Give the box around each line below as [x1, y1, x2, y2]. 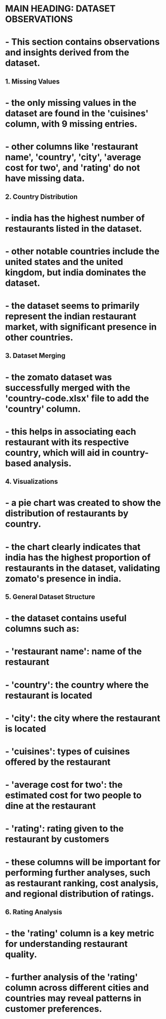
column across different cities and [5, 982, 149, 994]
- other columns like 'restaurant [5, 141, 139, 152]
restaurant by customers [5, 834, 110, 845]
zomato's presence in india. [5, 573, 121, 584]
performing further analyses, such [5, 867, 151, 878]
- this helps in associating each [5, 426, 136, 437]
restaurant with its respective [5, 436, 129, 448]
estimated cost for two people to [5, 790, 142, 801]
